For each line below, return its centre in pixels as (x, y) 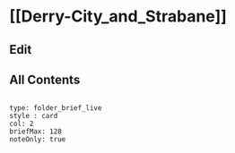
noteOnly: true (38, 140)
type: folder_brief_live (56, 108)
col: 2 (22, 124)
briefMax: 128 (36, 132)
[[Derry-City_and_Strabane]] (118, 17)
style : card (34, 116)
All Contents (45, 79)
